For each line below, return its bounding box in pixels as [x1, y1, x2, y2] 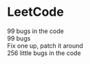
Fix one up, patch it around [7, 41, 84, 50]
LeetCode [7, 4, 64, 20]
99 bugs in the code [7, 27, 64, 35]
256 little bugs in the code [7, 49, 81, 57]
